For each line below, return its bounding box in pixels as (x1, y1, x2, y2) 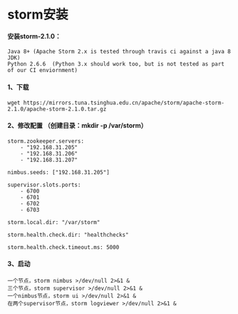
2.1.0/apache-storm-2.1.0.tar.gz (7, 105, 107, 113)
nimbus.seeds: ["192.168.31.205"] (7, 168, 110, 176)
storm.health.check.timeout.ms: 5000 (7, 243, 120, 250)
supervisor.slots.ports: (7, 181, 81, 188)
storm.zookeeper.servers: (7, 137, 84, 145)
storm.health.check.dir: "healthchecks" (7, 231, 130, 238)
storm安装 (7, 6, 68, 23)
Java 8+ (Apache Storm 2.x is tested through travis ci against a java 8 (7, 48, 232, 56)
